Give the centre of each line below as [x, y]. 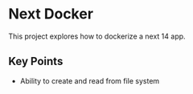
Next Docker [51, 14]
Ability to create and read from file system [90, 80]
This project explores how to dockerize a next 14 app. [97, 36]
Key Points [36, 61]
